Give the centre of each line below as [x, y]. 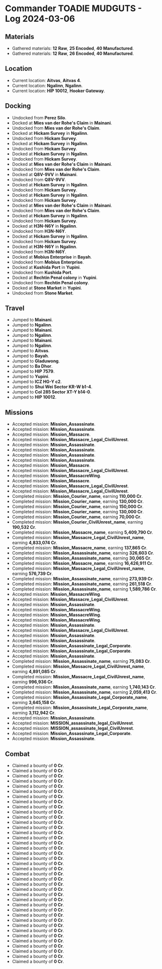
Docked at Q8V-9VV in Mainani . [45, 174]
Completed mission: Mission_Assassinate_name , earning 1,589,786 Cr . [84, 589]
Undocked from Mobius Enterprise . [48, 262]
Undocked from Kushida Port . [42, 272]
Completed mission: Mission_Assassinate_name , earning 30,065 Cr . [82, 558]
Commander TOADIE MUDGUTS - [73, 8]
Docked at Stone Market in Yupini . [47, 288]
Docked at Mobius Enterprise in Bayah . [52, 257]
